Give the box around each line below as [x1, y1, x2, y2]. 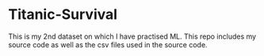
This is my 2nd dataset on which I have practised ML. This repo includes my [8, 32, 256, 41]
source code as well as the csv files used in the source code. [8, 39, 208, 49]
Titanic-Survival [8, 6, 117, 24]
